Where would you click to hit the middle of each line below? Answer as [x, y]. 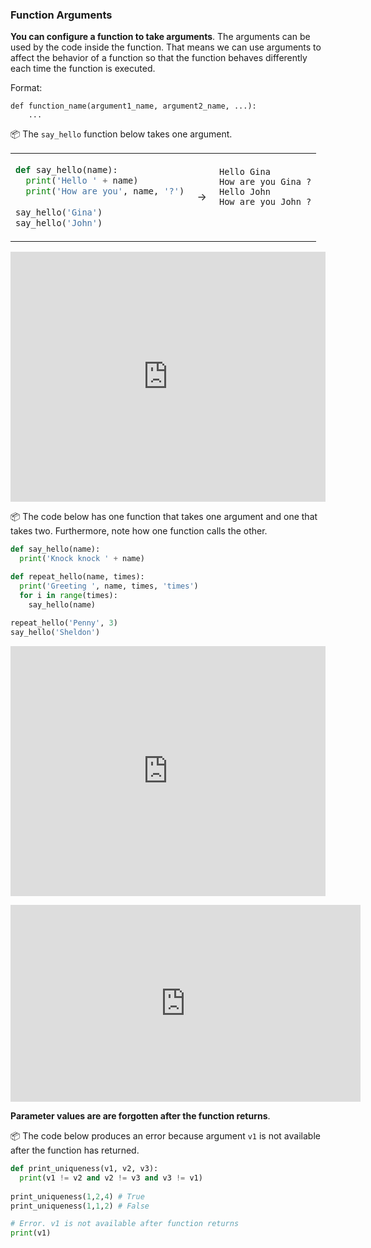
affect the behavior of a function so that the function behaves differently [159, 58]
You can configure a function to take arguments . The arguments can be [160, 37]
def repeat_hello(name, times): [77, 576]
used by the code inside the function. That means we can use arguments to [166, 47]
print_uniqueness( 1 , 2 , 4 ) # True [77, 1196]
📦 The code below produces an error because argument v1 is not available [165, 1136]
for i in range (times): [68, 595]
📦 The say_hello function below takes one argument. [121, 134]
